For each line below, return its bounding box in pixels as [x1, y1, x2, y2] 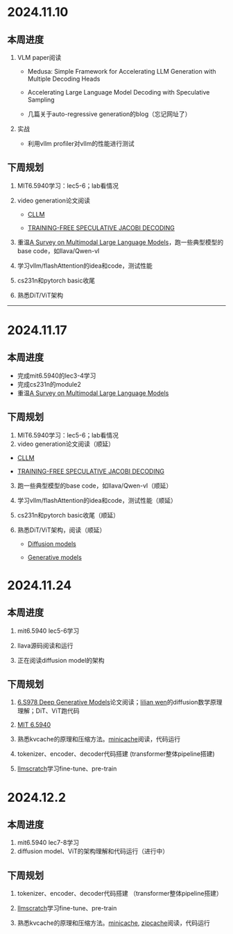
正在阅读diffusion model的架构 [17, 656, 105, 664]
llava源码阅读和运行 [17, 641, 74, 650]
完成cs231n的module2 [17, 380, 81, 388]
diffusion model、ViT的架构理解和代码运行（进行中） [17, 847, 169, 855]
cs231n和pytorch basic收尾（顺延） [17, 510, 120, 519]
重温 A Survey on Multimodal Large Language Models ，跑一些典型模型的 [17, 238, 224, 246]
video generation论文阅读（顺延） [17, 440, 115, 448]
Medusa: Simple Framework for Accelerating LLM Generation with [27, 67, 216, 75]
